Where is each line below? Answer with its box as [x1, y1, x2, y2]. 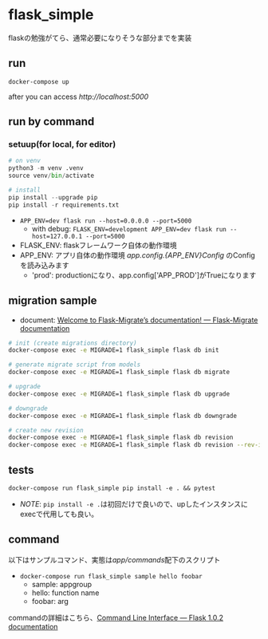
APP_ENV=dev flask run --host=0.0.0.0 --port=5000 [19, 217, 192, 225]
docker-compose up [8, 77, 69, 85]
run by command [8, 115, 95, 128]
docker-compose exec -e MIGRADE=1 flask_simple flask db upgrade [8, 389, 230, 398]
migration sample [8, 294, 97, 308]
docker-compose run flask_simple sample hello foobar [19, 572, 203, 580]
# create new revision [8, 426, 84, 434]
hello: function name [31, 588, 100, 598]
